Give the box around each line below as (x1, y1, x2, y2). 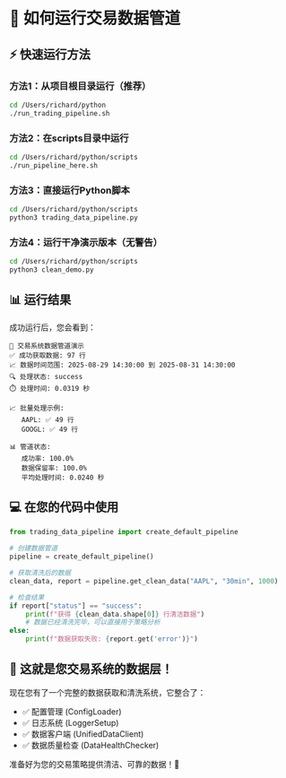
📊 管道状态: (9, 442, 51, 451)
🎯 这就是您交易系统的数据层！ (9, 661, 173, 677)
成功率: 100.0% (21, 454, 74, 462)
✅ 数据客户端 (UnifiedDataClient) (22, 728, 144, 739)
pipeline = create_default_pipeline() (9, 552, 154, 561)
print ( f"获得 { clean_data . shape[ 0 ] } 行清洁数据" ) (25, 609, 205, 618)
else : (9, 627, 30, 635)
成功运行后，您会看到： (9, 322, 96, 333)
